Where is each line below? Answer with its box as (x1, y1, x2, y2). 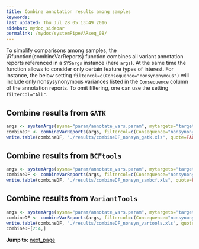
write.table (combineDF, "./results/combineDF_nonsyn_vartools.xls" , (6, 220, 179, 226)
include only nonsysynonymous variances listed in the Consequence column (6, 78, 188, 86)
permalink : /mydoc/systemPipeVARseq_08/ (6, 31, 108, 37)
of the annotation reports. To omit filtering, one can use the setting (6, 84, 169, 91)
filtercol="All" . (6, 91, 48, 98)
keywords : (6, 14, 31, 20)
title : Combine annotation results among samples (6, 8, 131, 15)
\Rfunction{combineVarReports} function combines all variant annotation (6, 53, 184, 60)
